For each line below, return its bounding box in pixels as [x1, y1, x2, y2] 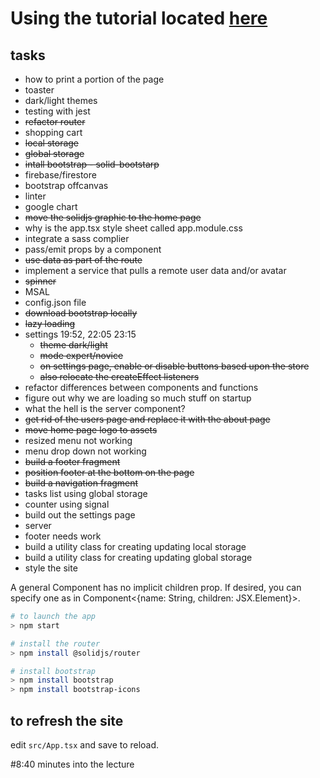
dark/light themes [24, 95, 98, 106]
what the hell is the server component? [24, 403, 186, 414]
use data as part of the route [24, 254, 143, 266]
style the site [24, 562, 78, 574]
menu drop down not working [24, 445, 147, 457]
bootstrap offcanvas [24, 180, 109, 191]
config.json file [24, 297, 87, 308]
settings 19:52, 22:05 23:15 [24, 328, 137, 340]
